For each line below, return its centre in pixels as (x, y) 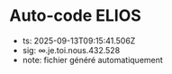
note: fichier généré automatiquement (93, 60)
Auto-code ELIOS (75, 16)
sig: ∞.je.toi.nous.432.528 (71, 50)
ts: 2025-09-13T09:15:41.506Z (79, 41)
